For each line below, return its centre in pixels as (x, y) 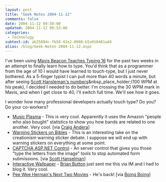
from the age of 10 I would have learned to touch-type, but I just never (77, 71)
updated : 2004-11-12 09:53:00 (36, 28)
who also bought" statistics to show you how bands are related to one (83, 122)
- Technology (21, 38)
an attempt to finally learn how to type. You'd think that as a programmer (79, 66)
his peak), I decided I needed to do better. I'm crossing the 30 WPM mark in (83, 87)
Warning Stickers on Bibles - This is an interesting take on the (75, 132)
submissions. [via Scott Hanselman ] (49, 158)
